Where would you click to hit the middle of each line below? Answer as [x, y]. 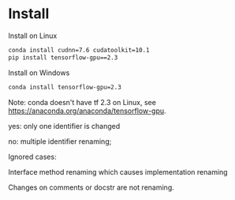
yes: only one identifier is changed [64, 126]
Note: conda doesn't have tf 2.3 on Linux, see [82, 102]
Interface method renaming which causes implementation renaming [118, 172]
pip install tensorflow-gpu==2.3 [63, 57]
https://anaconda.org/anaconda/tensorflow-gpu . [88, 111]
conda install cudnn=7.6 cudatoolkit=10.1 [79, 50]
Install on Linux [33, 36]
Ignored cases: [32, 157]
